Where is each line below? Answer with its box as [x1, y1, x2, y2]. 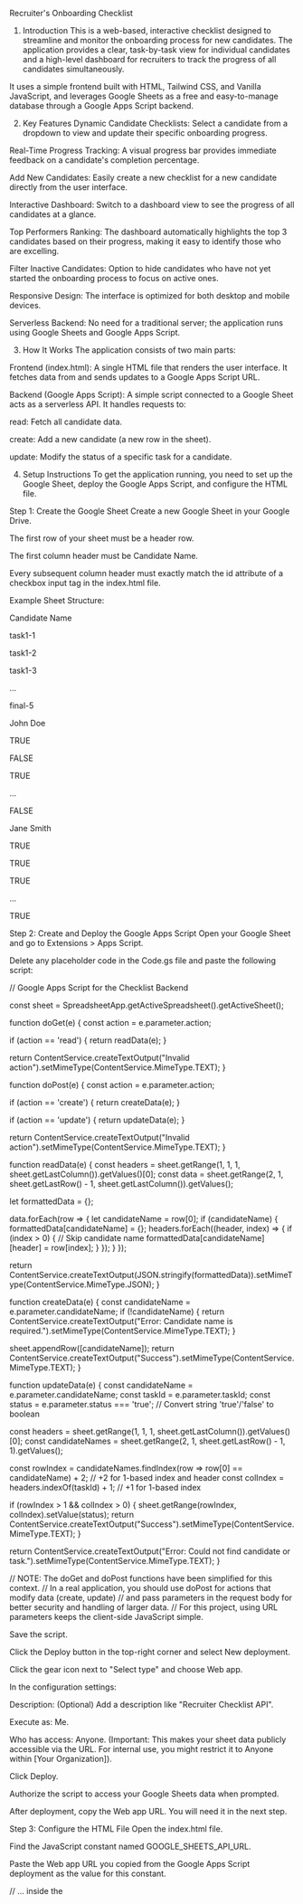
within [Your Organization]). [9, 1754, 113, 1764]
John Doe [9, 718, 46, 728]
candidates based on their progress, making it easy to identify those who [9, 236, 282, 247]
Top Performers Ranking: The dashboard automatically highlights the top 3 [9, 226, 288, 237]
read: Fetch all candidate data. [9, 416, 123, 427]
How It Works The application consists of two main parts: [22, 345, 237, 355]
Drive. [9, 516, 32, 526]
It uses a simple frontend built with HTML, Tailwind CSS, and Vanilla [9, 81, 261, 91]
